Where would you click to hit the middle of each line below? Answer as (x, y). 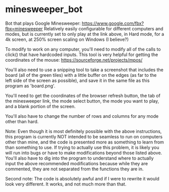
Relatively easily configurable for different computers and (103, 28)
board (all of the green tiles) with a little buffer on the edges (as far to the (81, 75)
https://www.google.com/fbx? (113, 23)
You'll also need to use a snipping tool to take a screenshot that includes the (84, 70)
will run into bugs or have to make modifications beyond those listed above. (84, 153)
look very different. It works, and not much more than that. (66, 184)
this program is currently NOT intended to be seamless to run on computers (84, 136)
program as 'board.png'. (30, 86)
